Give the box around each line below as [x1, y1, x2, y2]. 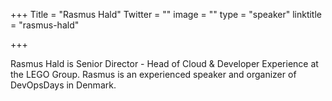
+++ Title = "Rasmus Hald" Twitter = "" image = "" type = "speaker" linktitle [10, 9, 322, 20]
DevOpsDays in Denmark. [10, 79, 117, 91]
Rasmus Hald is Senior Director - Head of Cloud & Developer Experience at [10, 58, 319, 69]
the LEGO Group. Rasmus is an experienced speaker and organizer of [10, 69, 297, 80]
